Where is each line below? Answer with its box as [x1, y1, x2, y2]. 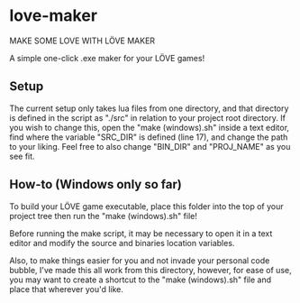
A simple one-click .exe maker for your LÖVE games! [9, 52, 205, 63]
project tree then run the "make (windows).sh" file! [9, 210, 198, 221]
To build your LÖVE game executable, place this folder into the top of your [9, 200, 284, 212]
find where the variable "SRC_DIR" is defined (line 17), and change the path [9, 132, 288, 142]
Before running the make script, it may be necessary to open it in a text [9, 227, 273, 239]
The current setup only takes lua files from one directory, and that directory [9, 103, 289, 114]
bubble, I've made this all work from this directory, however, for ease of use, [9, 264, 292, 275]
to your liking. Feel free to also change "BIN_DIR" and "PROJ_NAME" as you [9, 141, 291, 151]
